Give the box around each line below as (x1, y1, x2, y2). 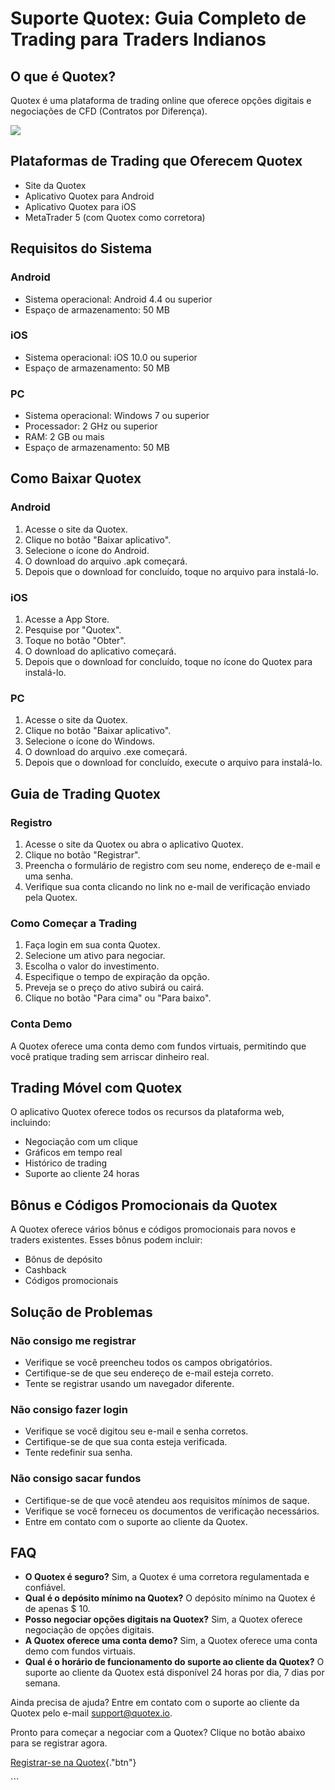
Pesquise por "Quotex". (24, 624, 122, 636)
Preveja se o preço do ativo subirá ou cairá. (24, 982, 205, 994)
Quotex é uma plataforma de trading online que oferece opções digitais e (10, 95, 312, 106)
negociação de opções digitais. (24, 1624, 155, 1636)
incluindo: (10, 1117, 51, 1129)
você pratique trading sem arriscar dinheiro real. (10, 1050, 210, 1062)
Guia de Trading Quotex (10, 785, 161, 802)
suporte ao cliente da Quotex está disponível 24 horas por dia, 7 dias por (24, 1667, 325, 1679)
